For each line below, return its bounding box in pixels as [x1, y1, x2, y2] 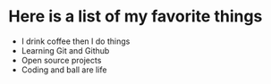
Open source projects [21, 55, 102, 65]
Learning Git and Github [21, 45, 110, 55]
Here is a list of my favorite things [8, 6, 263, 27]
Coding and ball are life [21, 64, 107, 75]
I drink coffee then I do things [21, 36, 131, 46]
